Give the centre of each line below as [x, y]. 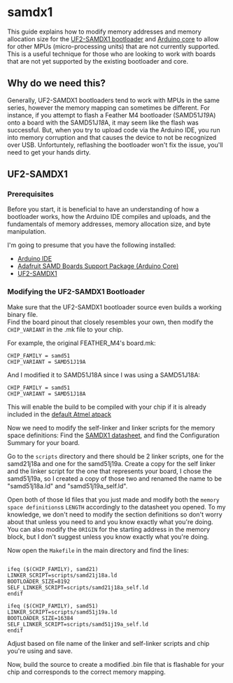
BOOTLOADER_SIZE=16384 [40, 618]
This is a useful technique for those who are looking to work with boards [111, 54]
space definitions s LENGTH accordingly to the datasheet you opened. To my [116, 507]
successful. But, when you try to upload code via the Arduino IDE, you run [114, 129]
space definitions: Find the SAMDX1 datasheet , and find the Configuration [114, 435]
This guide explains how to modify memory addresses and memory [104, 31]
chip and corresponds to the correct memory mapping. [86, 672]
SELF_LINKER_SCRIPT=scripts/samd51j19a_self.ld [78, 624]
